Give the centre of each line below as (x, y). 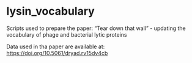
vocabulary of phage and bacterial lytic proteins (67, 34)
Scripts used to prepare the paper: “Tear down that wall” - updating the (96, 28)
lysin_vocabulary (50, 11)
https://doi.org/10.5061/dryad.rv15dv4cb (57, 53)
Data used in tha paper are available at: (56, 46)
